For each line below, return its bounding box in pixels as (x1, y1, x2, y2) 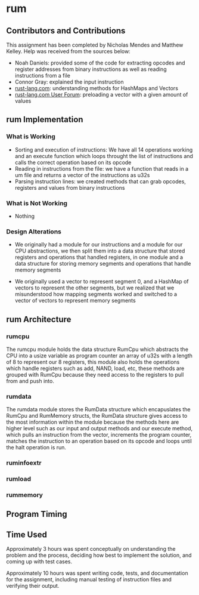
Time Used (6, 529, 48, 539)
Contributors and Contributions (6, 26, 126, 36)
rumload (6, 475, 32, 483)
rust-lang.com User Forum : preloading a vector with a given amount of (14, 91, 188, 98)
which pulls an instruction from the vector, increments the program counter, (6, 431, 192, 439)
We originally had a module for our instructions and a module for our (14, 241, 183, 248)
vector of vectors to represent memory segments (14, 297, 136, 304)
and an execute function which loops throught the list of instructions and (14, 152, 194, 159)
